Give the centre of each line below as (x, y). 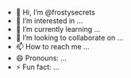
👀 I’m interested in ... (49, 21)
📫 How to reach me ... (52, 47)
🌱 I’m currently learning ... (58, 29)
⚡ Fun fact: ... (37, 67)
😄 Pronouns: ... (41, 58)
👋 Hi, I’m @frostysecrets (55, 12)
